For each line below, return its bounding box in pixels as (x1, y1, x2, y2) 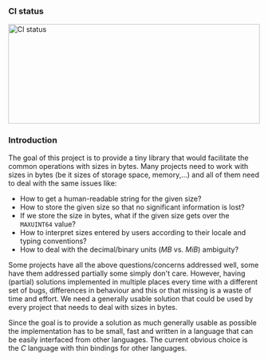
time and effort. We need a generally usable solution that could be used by (8, 293, 254, 304)
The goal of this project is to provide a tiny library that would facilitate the (8, 153, 249, 163)
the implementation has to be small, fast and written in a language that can (8, 326, 254, 335)
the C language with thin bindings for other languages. (8, 343, 187, 352)
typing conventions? (19, 236, 87, 245)
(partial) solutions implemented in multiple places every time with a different (8, 277, 258, 286)
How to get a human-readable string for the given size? (19, 194, 202, 203)
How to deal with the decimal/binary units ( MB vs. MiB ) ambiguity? (19, 245, 239, 254)
